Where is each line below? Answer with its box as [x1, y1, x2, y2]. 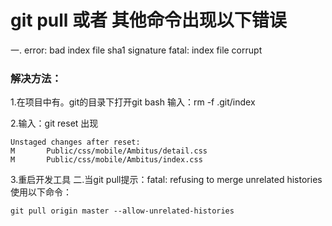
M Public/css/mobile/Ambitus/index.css [10, 155, 203, 165]
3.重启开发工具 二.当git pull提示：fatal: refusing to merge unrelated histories [10, 174, 323, 186]
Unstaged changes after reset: [10, 137, 141, 148]
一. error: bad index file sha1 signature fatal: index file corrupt [10, 44, 263, 56]
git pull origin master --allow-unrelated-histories [10, 206, 235, 216]
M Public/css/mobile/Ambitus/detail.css [10, 146, 208, 156]
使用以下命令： [10, 186, 72, 198]
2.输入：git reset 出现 [10, 117, 99, 130]
